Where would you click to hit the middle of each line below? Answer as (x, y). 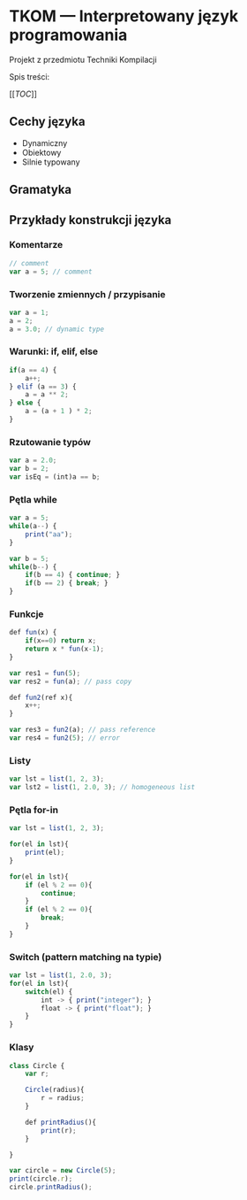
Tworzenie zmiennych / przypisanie (87, 294)
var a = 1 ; (29, 312)
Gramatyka (41, 190)
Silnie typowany (51, 162)
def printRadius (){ (61, 1122)
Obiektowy (41, 152)
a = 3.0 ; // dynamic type (56, 329)
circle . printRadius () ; (51, 1188)
